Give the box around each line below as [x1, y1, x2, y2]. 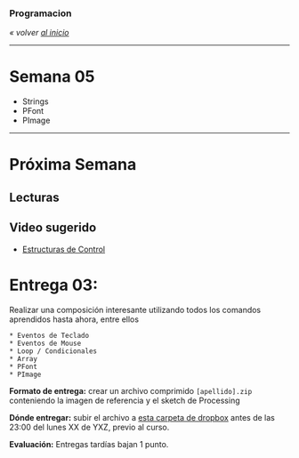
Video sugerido [9, 221, 97, 236]
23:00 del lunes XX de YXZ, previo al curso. [9, 422, 170, 432]
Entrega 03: [9, 275, 98, 295]
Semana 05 [9, 67, 95, 87]
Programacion [9, 7, 72, 20]
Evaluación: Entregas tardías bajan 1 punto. [9, 438, 169, 449]
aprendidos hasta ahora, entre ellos [9, 314, 140, 325]
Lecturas [9, 189, 60, 205]
